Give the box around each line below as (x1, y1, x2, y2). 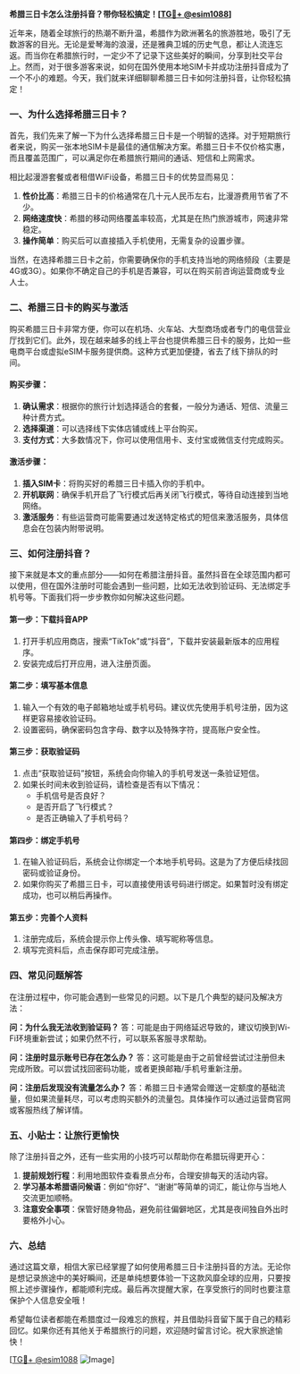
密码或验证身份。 (21, 867, 86, 878)
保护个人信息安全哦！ (9, 1295, 87, 1306)
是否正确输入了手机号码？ (35, 812, 130, 823)
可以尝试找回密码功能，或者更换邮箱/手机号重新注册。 (47, 1063, 247, 1073)
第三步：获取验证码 (9, 747, 80, 757)
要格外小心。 (21, 1215, 70, 1225)
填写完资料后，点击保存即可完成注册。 (21, 944, 163, 956)
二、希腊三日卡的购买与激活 (9, 302, 129, 314)
